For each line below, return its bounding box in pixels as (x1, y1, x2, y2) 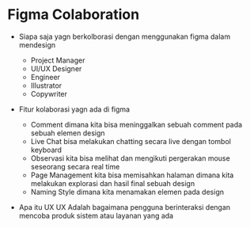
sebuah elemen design (30, 128, 105, 138)
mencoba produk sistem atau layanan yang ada (18, 211, 174, 220)
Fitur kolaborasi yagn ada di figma (18, 104, 131, 114)
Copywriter (30, 89, 68, 98)
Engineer (30, 72, 61, 82)
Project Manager (30, 55, 85, 65)
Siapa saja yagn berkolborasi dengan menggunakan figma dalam (18, 32, 231, 41)
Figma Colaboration (7, 6, 140, 24)
